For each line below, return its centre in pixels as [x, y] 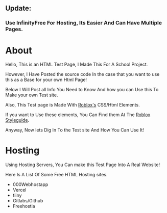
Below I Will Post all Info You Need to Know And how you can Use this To [82, 90]
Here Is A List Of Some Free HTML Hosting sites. [57, 175]
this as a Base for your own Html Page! [46, 80]
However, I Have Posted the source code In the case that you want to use [82, 74]
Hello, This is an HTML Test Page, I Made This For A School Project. [77, 64]
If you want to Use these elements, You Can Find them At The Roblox [78, 115]
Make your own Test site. [32, 95]
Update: [18, 8]
